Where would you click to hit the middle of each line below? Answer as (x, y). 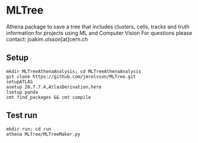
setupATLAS (20, 82)
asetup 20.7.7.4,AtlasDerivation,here (54, 87)
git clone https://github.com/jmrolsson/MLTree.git (71, 77)
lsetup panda (22, 92)
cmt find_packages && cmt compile (49, 97)
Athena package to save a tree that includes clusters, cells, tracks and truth (98, 27)
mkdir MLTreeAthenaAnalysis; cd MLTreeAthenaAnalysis (74, 71)
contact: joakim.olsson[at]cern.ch (47, 39)
